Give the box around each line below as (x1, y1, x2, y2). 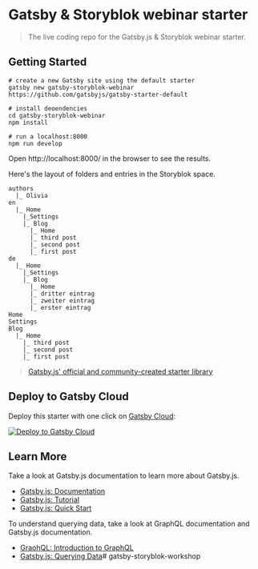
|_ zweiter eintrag (29, 296, 95, 305)
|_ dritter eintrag (29, 290, 95, 298)
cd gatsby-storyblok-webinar (8, 111, 106, 119)
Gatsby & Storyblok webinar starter (8, 6, 248, 24)
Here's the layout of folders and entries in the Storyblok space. (8, 169, 216, 178)
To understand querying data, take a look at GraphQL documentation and (8, 519, 250, 529)
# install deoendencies (8, 104, 88, 113)
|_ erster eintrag (29, 303, 91, 311)
